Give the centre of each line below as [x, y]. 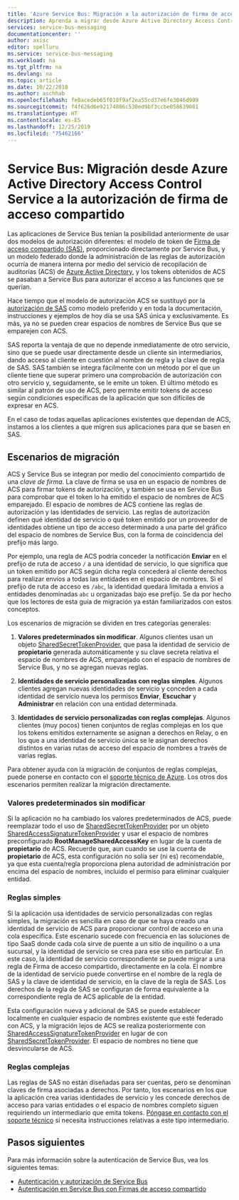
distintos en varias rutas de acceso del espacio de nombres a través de [122, 748]
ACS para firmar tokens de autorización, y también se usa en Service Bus [115, 489]
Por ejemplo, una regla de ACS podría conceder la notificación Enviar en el [117, 556]
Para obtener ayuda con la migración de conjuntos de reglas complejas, [113, 769]
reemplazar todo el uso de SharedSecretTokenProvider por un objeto [108, 826]
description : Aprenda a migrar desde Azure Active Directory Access [111, 21]
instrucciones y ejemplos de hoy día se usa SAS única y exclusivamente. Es [118, 316]
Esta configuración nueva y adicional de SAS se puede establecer [104, 1010]
